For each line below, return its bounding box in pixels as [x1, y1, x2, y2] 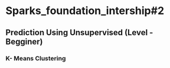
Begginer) [5, 36, 43, 46]
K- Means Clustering [5, 54, 66, 62]
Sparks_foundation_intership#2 [5, 4, 165, 18]
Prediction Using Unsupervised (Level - [5, 28, 153, 38]
